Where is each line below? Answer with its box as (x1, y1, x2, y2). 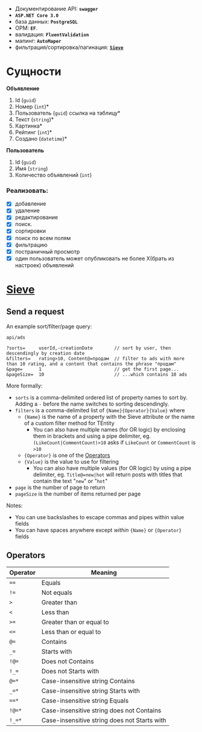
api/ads (6, 334, 26, 340)
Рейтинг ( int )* (14, 128, 52, 135)
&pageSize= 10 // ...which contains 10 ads (6, 371, 188, 377)
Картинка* (14, 122, 43, 129)
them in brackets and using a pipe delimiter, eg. (33, 432, 151, 439)
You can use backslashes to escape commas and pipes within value (14, 513, 185, 520)
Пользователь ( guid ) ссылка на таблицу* (14, 109, 121, 117)
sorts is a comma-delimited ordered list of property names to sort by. (14, 394, 188, 401)
